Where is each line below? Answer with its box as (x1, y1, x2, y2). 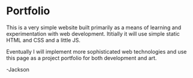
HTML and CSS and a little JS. (6, 36, 81, 43)
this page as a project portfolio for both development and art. (6, 54, 157, 61)
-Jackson (6, 65, 30, 73)
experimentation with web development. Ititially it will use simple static (6, 30, 180, 37)
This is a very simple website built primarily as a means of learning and (6, 24, 182, 31)
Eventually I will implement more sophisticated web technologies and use (6, 48, 187, 55)
